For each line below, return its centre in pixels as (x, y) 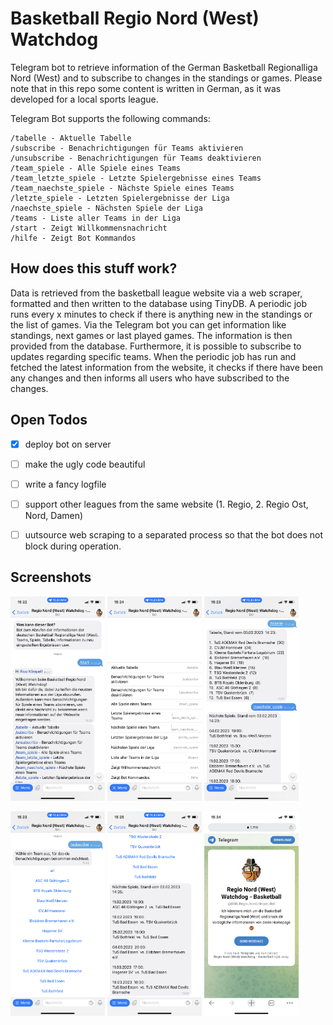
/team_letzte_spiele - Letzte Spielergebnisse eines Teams (136, 178)
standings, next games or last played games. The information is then (151, 335)
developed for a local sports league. (84, 99)
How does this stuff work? (94, 268)
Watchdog (54, 39)
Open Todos (49, 420)
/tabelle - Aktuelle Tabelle (71, 138)
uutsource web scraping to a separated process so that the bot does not (174, 534)
